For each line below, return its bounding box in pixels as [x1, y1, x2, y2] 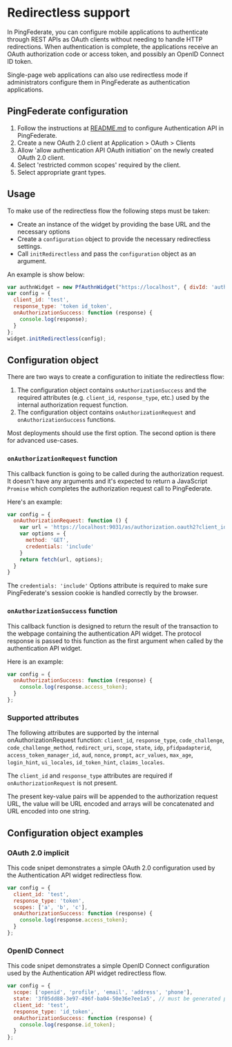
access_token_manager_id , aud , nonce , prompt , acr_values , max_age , [7, 750, 193, 759]
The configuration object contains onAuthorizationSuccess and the [17, 386, 207, 394]
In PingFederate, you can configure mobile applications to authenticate [7, 28, 209, 36]
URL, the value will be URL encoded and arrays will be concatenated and [7, 800, 214, 808]
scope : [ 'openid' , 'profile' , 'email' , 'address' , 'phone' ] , [13, 989, 193, 996]
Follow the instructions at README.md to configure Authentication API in [17, 123, 224, 132]
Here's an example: [7, 498, 62, 506]
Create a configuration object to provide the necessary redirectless [17, 234, 211, 243]
